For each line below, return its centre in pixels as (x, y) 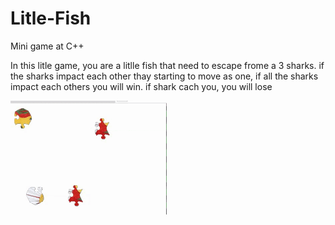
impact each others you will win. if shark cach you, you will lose (141, 86)
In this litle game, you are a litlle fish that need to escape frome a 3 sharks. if (167, 65)
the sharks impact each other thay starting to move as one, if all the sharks (164, 76)
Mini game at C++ (47, 46)
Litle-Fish (51, 18)
